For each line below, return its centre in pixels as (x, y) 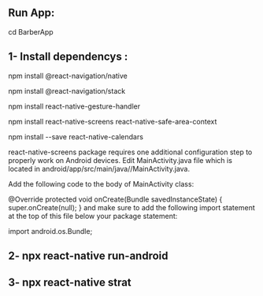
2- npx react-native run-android (88, 256)
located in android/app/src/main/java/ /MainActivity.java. (99, 168)
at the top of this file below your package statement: (93, 216)
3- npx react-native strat (70, 283)
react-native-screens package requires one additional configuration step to (130, 152)
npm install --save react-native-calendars (76, 136)
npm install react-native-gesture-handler (74, 106)
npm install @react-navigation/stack (67, 91)
